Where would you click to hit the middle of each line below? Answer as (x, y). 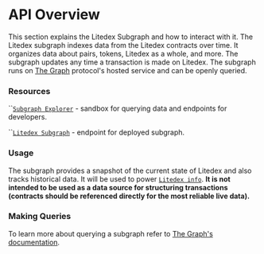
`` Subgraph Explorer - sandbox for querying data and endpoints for (118, 108)
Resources (29, 91)
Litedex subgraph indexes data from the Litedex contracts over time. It (123, 45)
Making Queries (40, 217)
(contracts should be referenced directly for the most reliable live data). (129, 196)
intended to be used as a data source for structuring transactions (118, 187)
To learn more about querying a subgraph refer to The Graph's (111, 233)
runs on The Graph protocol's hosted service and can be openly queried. (128, 70)
